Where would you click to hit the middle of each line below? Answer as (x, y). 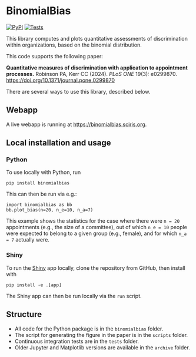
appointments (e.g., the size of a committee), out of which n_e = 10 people (97, 227)
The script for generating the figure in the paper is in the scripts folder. (101, 335)
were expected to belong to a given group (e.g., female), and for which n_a (97, 233)
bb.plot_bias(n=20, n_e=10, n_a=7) (50, 210)
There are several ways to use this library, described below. (78, 91)
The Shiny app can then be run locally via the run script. (74, 296)
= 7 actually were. (28, 240)
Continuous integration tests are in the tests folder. (77, 341)
